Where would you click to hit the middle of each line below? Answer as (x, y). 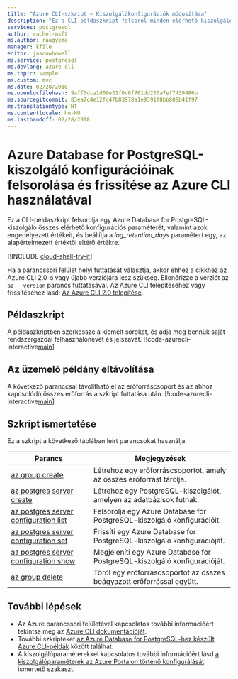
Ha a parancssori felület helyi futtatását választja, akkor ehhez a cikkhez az (117, 270)
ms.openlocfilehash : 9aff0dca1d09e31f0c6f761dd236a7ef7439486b (103, 93)
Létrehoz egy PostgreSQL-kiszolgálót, (157, 491)
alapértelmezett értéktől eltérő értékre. (64, 242)
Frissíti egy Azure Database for (144, 532)
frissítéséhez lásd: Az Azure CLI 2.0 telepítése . (75, 293)
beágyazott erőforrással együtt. (146, 581)
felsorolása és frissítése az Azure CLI (119, 185)
